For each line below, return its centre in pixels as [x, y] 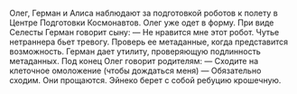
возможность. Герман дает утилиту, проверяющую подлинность [135, 52]
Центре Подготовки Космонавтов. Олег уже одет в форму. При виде [142, 23]
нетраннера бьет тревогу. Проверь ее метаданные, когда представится [149, 42]
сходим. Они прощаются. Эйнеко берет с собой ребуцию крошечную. [145, 80]
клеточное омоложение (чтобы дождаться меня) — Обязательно [135, 70]
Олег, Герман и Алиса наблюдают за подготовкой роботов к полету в [144, 13]
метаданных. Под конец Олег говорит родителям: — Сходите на [134, 61]
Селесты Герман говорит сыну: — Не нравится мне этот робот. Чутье [144, 32]
